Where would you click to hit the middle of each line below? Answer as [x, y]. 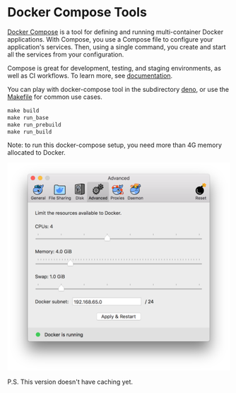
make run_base [28, 117]
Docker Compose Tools [77, 12]
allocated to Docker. [36, 152]
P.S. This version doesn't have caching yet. [70, 382]
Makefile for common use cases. [55, 97]
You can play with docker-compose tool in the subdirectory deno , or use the [118, 89]
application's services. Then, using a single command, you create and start [117, 47]
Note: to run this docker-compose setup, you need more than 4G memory [115, 145]
